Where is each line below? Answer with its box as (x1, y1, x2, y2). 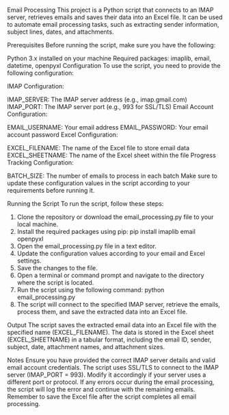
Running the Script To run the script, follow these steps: (7, 200, 164, 208)
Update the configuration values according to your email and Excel (16, 250, 205, 257)
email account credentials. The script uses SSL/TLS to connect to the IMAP (7, 364, 219, 371)
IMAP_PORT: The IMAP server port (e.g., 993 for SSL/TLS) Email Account (7, 103, 214, 110)
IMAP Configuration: (7, 82, 65, 90)
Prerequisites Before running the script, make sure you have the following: (7, 41, 216, 49)
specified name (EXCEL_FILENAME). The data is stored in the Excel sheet (7, 329, 214, 336)
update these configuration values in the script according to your (7, 179, 190, 187)
